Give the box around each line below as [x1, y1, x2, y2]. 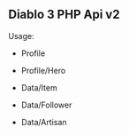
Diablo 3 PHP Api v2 [8, 7, 120, 22]
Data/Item [20, 82, 58, 92]
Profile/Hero [20, 65, 66, 75]
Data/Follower [20, 99, 72, 110]
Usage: [8, 30, 34, 41]
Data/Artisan [20, 116, 67, 127]
